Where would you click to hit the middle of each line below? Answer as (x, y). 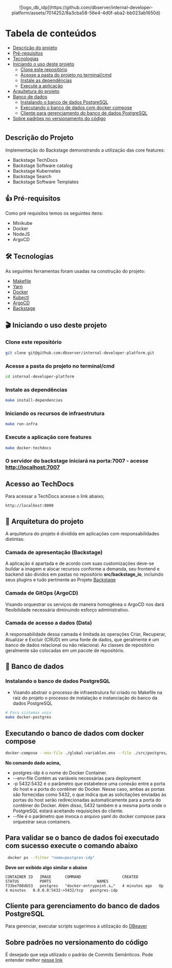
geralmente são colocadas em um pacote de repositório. (65, 650)
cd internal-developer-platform (40, 377)
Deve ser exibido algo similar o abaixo (46, 867)
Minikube (23, 223)
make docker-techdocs (28, 448)
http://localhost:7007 (33, 467)
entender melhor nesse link (34, 960)
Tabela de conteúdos (51, 34)
